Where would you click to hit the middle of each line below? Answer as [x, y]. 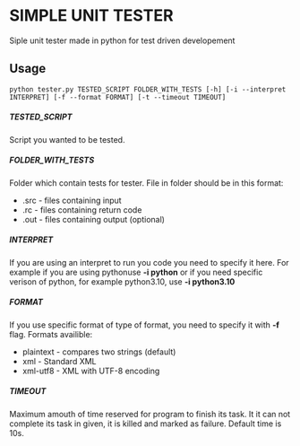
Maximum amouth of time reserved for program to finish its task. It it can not [150, 414]
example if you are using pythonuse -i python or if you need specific [136, 272]
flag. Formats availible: [51, 334]
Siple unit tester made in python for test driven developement [122, 40]
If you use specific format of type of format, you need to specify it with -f [145, 325]
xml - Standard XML [59, 361]
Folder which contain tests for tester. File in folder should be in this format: [146, 183]
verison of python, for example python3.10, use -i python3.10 [122, 281]
